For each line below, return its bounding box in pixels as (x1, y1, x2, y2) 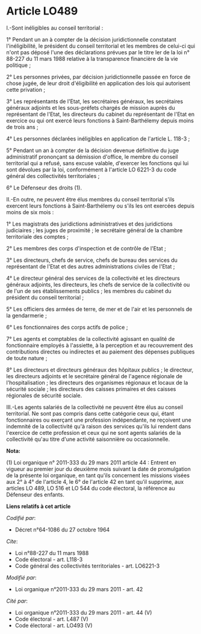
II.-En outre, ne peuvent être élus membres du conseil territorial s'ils (6, 195, 175, 203)
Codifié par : (6, 514, 36, 521)
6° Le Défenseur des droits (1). (6, 184, 82, 191)
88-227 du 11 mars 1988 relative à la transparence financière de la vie (6, 55, 179, 62)
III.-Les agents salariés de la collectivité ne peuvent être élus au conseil (6, 403, 184, 411)
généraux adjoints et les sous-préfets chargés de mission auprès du (6, 104, 176, 111)
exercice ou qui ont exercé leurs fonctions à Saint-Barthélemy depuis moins (6, 116, 194, 124)
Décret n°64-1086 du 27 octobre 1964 (14, 526, 110, 533)
